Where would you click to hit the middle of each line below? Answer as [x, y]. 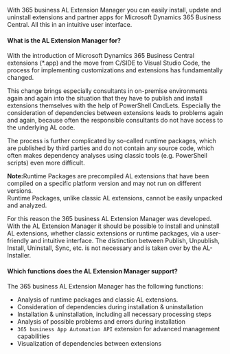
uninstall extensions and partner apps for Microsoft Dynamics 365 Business [114, 17]
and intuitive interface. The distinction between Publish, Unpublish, [125, 241]
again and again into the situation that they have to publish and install [105, 98]
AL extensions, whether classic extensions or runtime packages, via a [106, 233]
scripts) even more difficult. [46, 163]
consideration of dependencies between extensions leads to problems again [115, 113]
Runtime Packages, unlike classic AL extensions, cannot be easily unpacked [115, 198]
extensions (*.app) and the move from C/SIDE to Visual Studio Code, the [109, 63]
